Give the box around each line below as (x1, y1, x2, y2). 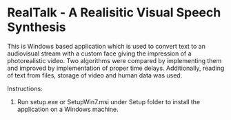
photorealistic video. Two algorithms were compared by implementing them (7, 56, 222, 64)
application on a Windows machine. (17, 105, 119, 113)
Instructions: (7, 84, 43, 93)
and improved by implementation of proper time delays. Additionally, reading (7, 64, 225, 72)
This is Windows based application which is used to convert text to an (7, 42, 205, 50)
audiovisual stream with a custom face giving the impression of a (7, 49, 192, 58)
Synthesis (7, 19, 67, 35)
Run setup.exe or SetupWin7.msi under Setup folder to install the (17, 97, 201, 106)
